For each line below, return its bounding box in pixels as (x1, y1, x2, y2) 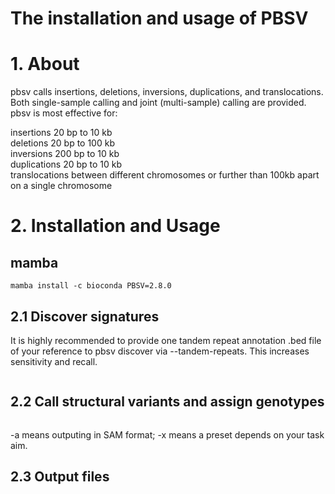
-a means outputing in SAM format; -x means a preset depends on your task (10, 428, 325, 441)
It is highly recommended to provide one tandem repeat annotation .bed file (10, 334, 322, 346)
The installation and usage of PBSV (10, 7, 309, 30)
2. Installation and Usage (10, 215, 221, 237)
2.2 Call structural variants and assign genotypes (10, 393, 325, 411)
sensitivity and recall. (10, 355, 98, 367)
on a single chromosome (10, 180, 113, 192)
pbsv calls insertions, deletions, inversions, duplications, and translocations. (10, 86, 324, 98)
